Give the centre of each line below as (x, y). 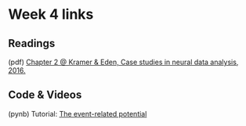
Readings (32, 43)
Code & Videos (45, 95)
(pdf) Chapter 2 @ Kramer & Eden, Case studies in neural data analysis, (123, 62)
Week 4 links (51, 14)
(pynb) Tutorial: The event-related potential (78, 113)
